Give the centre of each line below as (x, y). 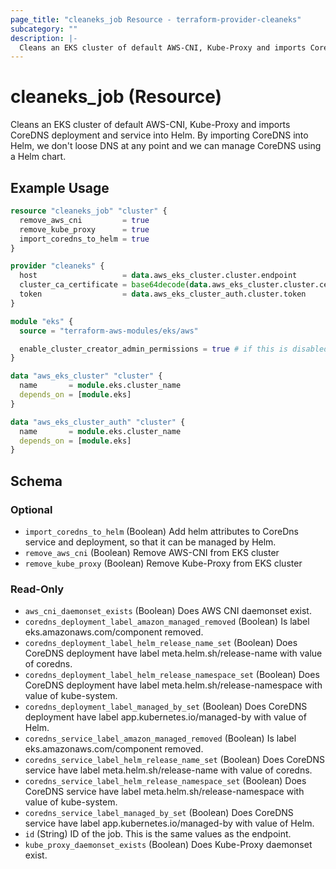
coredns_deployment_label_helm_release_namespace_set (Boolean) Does (172, 675)
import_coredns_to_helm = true (84, 239)
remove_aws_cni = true (84, 220)
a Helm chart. (38, 157)
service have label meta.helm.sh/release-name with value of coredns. (168, 770)
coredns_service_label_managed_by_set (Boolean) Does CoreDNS (159, 813)
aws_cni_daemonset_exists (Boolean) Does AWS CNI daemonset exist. (168, 611)
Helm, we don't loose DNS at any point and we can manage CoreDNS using (166, 146)
